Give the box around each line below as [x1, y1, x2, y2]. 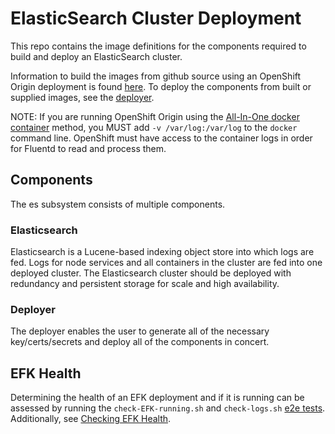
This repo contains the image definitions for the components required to [10, 40, 307, 52]
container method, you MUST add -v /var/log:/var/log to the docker [10, 121, 298, 133]
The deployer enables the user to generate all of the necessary [10, 325, 270, 337]
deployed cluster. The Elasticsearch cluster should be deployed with [10, 267, 292, 279]
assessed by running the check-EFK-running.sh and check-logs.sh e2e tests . [10, 402, 326, 414]
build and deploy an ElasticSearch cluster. [10, 50, 183, 62]
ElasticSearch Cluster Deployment [10, 7, 302, 30]
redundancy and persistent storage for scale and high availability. [10, 278, 280, 290]
